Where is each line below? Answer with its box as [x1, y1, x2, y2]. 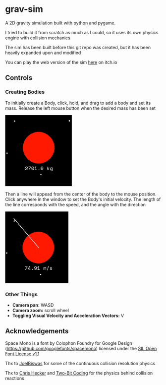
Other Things [5, 291, 38, 298]
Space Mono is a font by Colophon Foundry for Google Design [5, 340, 132, 346]
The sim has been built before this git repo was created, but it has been [5, 44, 151, 50]
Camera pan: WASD [12, 302, 54, 308]
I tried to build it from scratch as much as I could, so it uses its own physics [5, 29, 159, 35]
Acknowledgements [5, 327, 69, 335]
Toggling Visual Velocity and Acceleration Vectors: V [12, 313, 124, 319]
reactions [5, 375, 25, 381]
